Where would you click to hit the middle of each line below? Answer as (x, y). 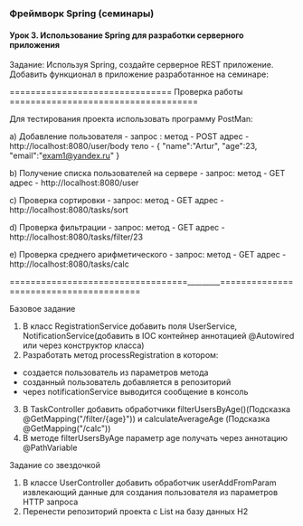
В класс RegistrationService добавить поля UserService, (130, 326)
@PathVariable (50, 448)
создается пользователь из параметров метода (115, 372)
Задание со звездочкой (55, 465)
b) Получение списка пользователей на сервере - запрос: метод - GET (147, 174)
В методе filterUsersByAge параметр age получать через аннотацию (155, 438)
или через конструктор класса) (83, 345)
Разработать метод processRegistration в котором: (120, 355)
